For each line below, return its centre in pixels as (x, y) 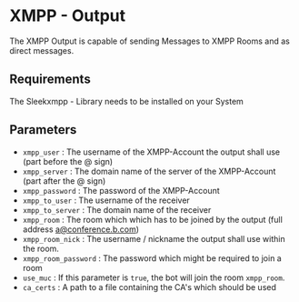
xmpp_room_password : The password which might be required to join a (152, 258)
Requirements (50, 80)
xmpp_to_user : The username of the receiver (106, 200)
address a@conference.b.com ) (80, 229)
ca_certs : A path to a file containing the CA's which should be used (149, 287)
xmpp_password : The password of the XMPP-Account (121, 190)
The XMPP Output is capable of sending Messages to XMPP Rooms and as (150, 41)
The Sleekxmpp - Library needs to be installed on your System (126, 101)
